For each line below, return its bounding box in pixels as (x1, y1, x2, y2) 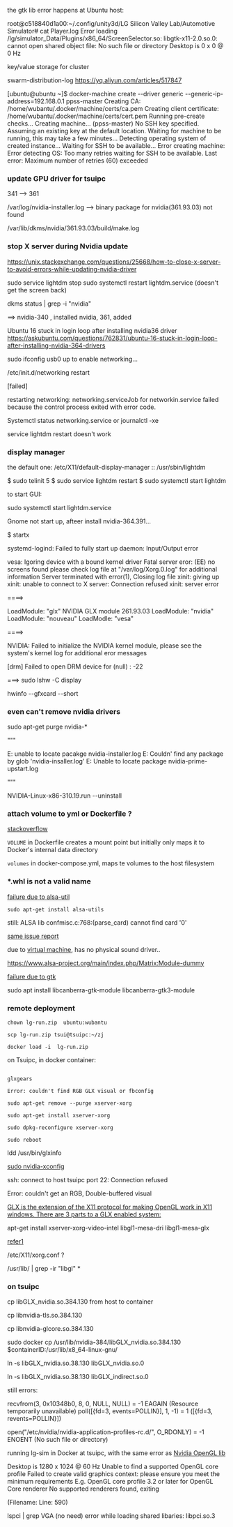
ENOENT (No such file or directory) (7, 1436, 109, 1444)
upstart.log (7, 764, 39, 773)
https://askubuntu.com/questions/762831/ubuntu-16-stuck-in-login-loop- (7, 334, 218, 342)
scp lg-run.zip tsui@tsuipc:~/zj (7, 1031, 104, 1038)
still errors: (7, 1386, 38, 1394)
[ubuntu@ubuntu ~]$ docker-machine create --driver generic (7, 90, 184, 98)
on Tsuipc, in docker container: (7, 1056, 96, 1064)
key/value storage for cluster (7, 63, 90, 70)
